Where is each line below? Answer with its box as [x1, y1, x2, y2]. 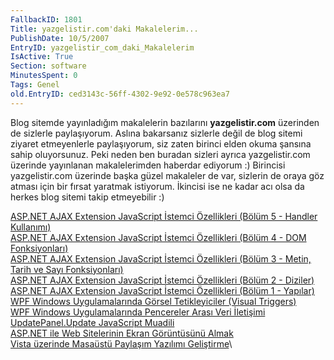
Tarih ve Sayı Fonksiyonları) [10, 263, 124, 275]
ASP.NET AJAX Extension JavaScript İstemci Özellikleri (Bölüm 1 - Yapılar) [10, 284, 315, 296]
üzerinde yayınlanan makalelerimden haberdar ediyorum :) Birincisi [10, 159, 286, 171]
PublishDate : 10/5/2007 [10, 33, 110, 43]
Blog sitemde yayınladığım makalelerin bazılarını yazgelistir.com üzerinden [10, 116, 320, 128]
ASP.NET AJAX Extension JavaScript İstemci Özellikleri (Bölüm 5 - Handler [10, 210, 318, 222]
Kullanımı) [10, 221, 52, 233]
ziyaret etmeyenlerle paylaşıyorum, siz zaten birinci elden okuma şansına [10, 137, 312, 150]
